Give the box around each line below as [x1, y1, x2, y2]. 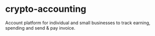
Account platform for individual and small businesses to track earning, [5, 20, 150, 26]
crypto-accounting [5, 3, 87, 15]
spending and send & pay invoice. [5, 25, 75, 31]
